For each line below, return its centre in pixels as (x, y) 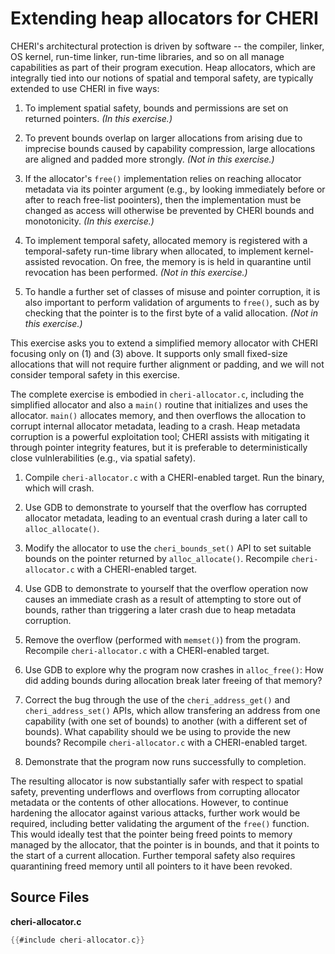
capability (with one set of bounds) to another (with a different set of (166, 721)
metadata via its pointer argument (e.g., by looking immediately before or (175, 189)
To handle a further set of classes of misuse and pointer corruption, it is (172, 291)
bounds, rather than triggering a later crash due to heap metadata (160, 609)
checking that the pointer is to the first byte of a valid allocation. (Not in (171, 313)
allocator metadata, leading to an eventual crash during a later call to (166, 518)
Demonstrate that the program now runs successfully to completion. (165, 761)
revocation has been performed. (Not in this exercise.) (136, 272)
